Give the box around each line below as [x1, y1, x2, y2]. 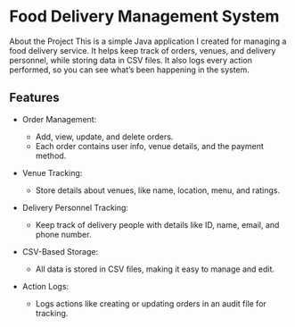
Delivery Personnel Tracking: [21, 202, 129, 213]
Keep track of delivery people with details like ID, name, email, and [35, 219, 280, 230]
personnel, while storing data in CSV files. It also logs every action [9, 54, 252, 65]
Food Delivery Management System [9, 6, 280, 27]
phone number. [35, 229, 92, 239]
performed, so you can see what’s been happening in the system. [9, 64, 250, 75]
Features [9, 90, 60, 105]
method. [35, 150, 67, 161]
